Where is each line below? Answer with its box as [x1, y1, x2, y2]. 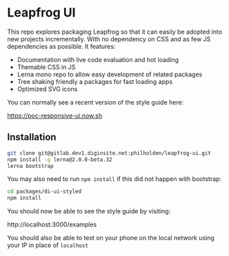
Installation [7, 131, 57, 143]
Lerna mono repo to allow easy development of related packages [17, 70, 203, 78]
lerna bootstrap [7, 162, 54, 169]
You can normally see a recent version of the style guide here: [7, 98, 184, 106]
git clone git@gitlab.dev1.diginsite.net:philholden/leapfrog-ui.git [7, 149, 212, 156]
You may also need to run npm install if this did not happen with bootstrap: [7, 175, 222, 183]
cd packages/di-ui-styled [7, 188, 81, 195]
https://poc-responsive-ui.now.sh [7, 111, 102, 120]
